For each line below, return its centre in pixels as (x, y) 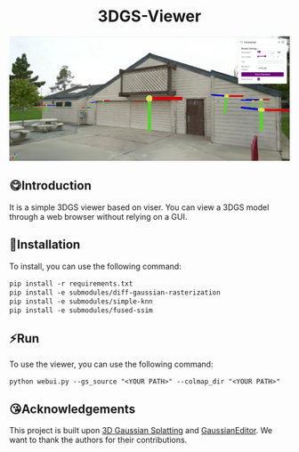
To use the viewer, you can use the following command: (111, 364)
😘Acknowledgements (73, 409)
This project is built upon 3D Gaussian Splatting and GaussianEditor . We (141, 431)
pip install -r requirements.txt (71, 283)
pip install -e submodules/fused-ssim (81, 310)
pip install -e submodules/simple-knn (81, 301)
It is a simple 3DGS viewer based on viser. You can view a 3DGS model (139, 207)
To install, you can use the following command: (96, 266)
